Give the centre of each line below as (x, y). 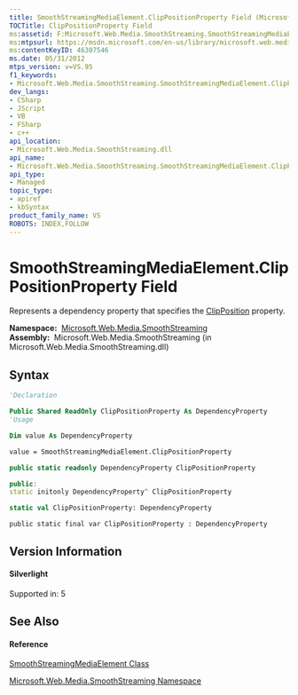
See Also (34, 622)
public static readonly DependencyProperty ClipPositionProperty (132, 468)
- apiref (25, 199)
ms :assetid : (31, 34)
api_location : (35, 141)
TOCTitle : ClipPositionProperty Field (81, 26)
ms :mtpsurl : (31, 42)
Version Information (66, 551)
